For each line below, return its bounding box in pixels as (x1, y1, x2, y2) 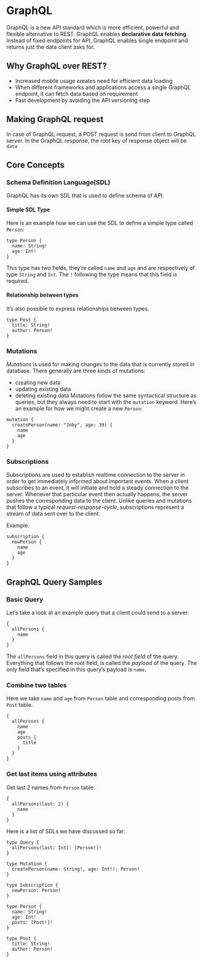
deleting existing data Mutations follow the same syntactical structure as (15, 391, 197, 399)
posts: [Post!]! (12, 919, 53, 925)
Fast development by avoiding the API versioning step (15, 96, 150, 104)
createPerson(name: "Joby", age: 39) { (12, 422, 113, 428)
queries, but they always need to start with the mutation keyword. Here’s (15, 398, 196, 405)
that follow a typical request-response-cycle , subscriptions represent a (6, 503, 184, 511)
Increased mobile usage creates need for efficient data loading (15, 77, 173, 84)
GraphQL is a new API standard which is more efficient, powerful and (6, 24, 179, 31)
